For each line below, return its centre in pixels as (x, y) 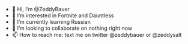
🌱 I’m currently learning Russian (51, 22)
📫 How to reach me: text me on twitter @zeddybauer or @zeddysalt (97, 35)
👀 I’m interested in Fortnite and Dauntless (63, 15)
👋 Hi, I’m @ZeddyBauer (41, 9)
